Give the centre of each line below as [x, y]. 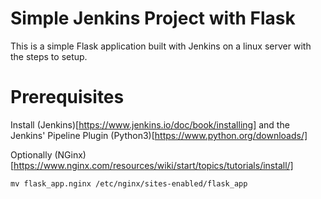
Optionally [31, 154]
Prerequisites [67, 97]
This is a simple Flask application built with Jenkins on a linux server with [161, 46]
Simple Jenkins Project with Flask [153, 18]
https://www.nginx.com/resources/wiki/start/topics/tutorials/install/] [153, 165]
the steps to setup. [49, 56]
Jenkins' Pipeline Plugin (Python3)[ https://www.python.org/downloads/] [159, 135]
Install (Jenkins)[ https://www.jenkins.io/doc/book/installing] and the [150, 124]
